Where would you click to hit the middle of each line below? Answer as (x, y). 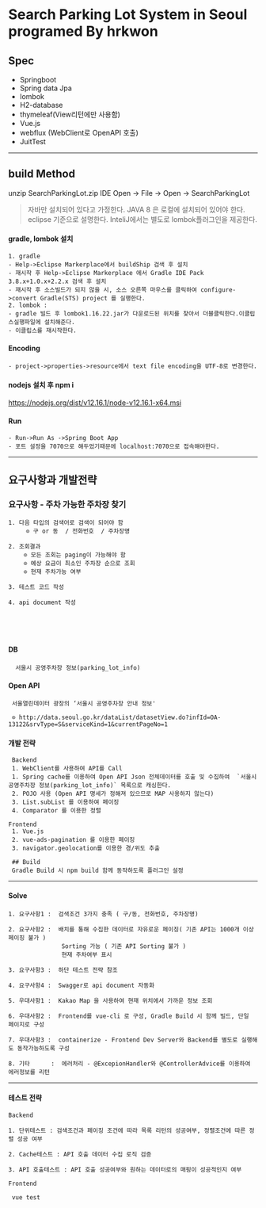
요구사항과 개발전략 (53, 480)
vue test (26, 1197)
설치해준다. (59, 323)
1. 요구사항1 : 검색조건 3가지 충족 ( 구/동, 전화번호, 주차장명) (103, 914)
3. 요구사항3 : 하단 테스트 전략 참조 (63, 970)
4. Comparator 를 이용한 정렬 (56, 811)
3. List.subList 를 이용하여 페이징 (65, 802)
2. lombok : (28, 306)
